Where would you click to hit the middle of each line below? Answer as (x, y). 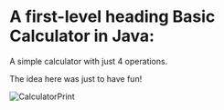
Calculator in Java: (82, 36)
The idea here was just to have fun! (76, 78)
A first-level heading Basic (112, 17)
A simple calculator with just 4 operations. (89, 61)
